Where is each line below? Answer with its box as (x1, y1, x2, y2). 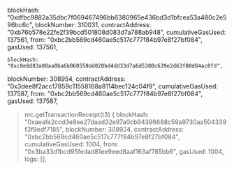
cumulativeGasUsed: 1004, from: (24, 140, 119, 148)
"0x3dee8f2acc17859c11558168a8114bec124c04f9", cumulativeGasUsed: (7, 82, 219, 90)
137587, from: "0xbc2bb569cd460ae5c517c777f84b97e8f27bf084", (7, 90, 203, 98)
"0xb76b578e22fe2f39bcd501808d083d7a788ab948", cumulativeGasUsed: (7, 28, 226, 36)
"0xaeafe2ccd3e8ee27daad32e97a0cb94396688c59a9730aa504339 (24, 118, 227, 126)
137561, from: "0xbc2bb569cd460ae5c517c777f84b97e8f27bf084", (7, 36, 203, 44)
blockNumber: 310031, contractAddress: (34, 21, 152, 29)
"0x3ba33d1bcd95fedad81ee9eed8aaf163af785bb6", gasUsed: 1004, (24, 148, 224, 155)
